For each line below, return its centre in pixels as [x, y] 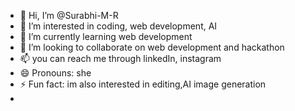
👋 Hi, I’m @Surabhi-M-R [69, 15]
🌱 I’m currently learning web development [106, 36]
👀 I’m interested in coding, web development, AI [118, 26]
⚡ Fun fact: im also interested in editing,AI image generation [143, 84]
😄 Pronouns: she [55, 73]
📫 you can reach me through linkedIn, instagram [120, 58]
